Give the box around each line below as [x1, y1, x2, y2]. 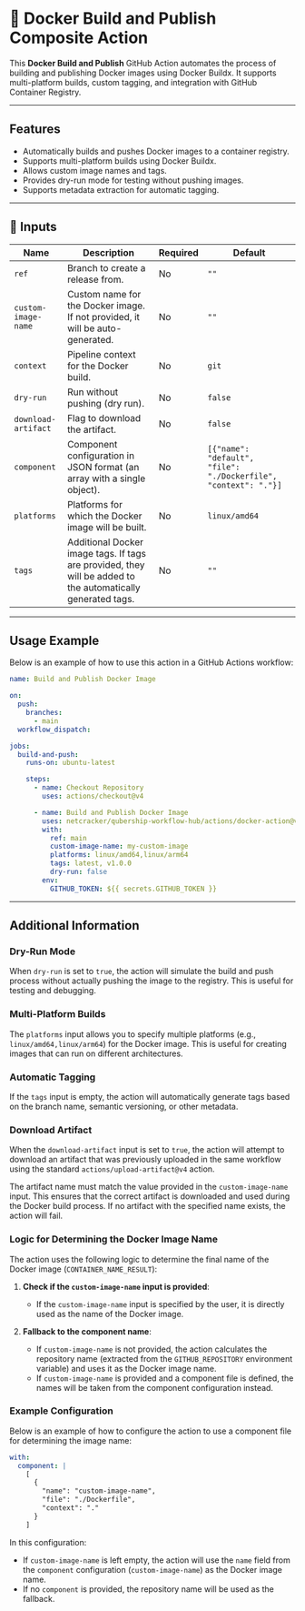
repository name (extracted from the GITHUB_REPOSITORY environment [35, 1353, 293, 1364]
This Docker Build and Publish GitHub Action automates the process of [9, 57, 277, 68]
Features [9, 122, 61, 137]
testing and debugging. [9, 985, 97, 996]
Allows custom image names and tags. [22, 165, 168, 176]
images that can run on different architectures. [9, 1048, 183, 1059]
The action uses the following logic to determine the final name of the [9, 1254, 270, 1264]
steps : [25, 775, 51, 784]
